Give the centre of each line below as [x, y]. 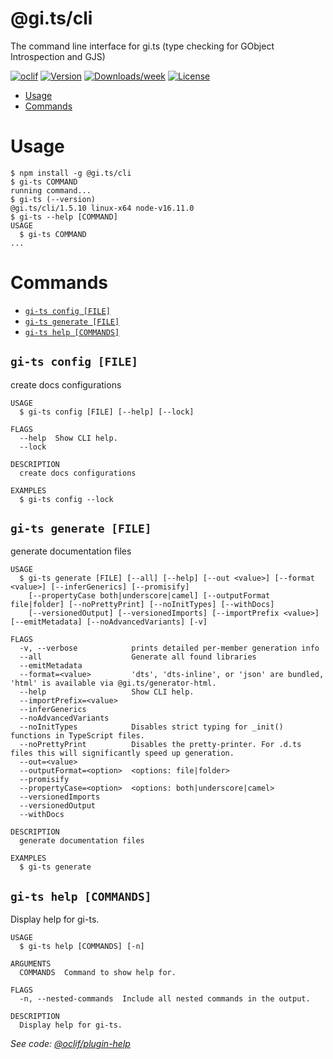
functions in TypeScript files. [77, 736]
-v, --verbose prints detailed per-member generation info [169, 648]
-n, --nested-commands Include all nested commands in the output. [165, 999]
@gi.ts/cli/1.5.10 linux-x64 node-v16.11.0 [102, 208]
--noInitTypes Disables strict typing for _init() [151, 727]
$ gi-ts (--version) [53, 199]
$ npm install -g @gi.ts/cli [71, 173]
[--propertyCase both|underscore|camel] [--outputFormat [149, 596]
